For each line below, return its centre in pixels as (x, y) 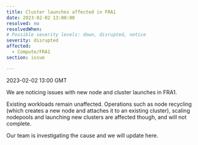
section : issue (26, 58)
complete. (19, 124)
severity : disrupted (33, 40)
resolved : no (23, 23)
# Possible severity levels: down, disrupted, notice (76, 35)
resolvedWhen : (24, 29)
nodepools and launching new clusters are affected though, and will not (97, 117)
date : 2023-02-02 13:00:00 (41, 18)
